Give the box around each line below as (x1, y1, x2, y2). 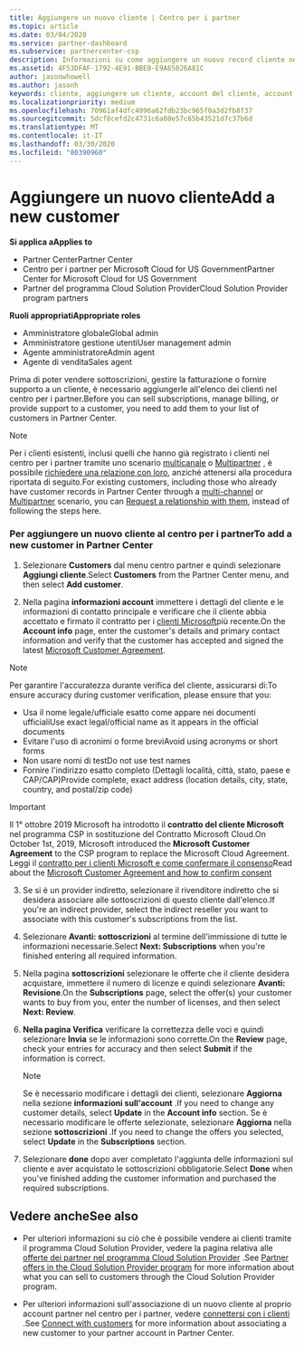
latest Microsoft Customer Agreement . (22, 644, 166, 655)
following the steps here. (9, 505, 102, 516)
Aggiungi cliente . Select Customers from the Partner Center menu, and (22, 569, 290, 580)
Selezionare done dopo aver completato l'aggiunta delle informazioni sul (22, 1153, 294, 1164)
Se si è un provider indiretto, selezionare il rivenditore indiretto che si (22, 884, 279, 895)
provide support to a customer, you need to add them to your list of (9, 402, 260, 413)
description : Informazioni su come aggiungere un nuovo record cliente (9, 55, 285, 64)
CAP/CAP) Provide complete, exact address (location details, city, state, (22, 774, 289, 784)
